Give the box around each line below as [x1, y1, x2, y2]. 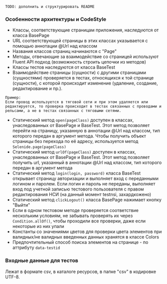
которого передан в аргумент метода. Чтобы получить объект [12, 133, 146, 139]
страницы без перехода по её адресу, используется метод [12, 138, 139, 144]
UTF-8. [5, 273, 20, 279]
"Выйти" [12, 202, 30, 208]
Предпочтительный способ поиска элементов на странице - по [12, 239, 149, 245]
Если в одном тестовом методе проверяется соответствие [12, 207, 139, 213]
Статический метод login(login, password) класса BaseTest [12, 170, 141, 176]
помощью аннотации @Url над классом [12, 43, 97, 49]
